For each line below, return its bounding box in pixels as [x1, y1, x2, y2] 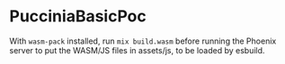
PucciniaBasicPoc [9, 6, 147, 27]
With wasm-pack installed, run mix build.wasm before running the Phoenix [9, 36, 277, 46]
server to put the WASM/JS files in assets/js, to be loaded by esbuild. [9, 44, 265, 55]
